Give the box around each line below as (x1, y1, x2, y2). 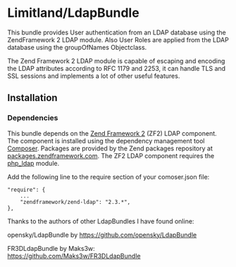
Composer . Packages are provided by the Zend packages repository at (7, 144, 213, 152)
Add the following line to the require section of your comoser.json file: (7, 172, 210, 181)
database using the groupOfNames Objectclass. (7, 43, 147, 51)
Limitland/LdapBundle (7, 5, 139, 21)
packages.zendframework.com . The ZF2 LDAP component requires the (7, 151, 215, 159)
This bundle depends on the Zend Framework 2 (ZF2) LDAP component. (7, 129, 217, 138)
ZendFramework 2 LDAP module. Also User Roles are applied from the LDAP (7, 35, 229, 44)
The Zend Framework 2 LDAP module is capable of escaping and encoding (7, 56, 225, 65)
